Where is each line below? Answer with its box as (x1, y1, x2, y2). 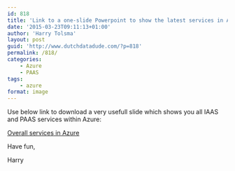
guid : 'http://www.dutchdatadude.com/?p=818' (7, 43, 142, 50)
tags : (7, 75, 23, 83)
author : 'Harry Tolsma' (7, 29, 77, 37)
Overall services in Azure (7, 129, 80, 137)
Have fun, (7, 142, 36, 151)
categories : (7, 56, 42, 63)
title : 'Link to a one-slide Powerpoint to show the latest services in (7, 17, 224, 24)
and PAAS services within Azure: (7, 115, 101, 123)
